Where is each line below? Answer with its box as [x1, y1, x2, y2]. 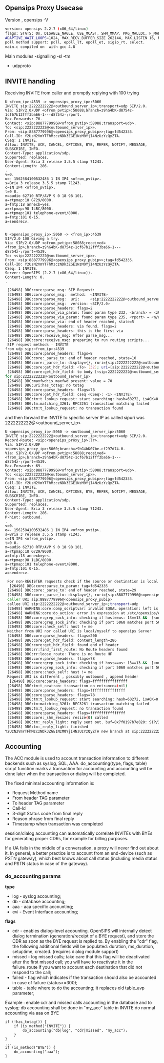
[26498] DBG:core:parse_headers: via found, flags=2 [7, 324, 117, 329]
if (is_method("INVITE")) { [14, 1024, 71, 1029]
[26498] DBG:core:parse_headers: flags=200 [7, 633, 97, 638]
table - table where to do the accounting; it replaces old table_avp [12, 985, 145, 991]
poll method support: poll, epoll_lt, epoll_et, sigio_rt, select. [5, 40, 145, 45]
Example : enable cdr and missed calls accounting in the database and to [5, 999, 152, 1006]
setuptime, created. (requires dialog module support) [12, 949, 119, 955]
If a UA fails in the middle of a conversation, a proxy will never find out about [5, 845, 159, 851]
